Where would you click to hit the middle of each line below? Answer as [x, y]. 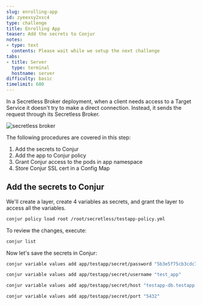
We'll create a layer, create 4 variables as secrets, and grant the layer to [95, 201]
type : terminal [31, 68]
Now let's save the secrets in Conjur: [52, 253]
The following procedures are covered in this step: [69, 137]
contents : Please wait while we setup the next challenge [86, 51]
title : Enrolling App [33, 29]
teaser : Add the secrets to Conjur [51, 34]
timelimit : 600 [25, 85]
